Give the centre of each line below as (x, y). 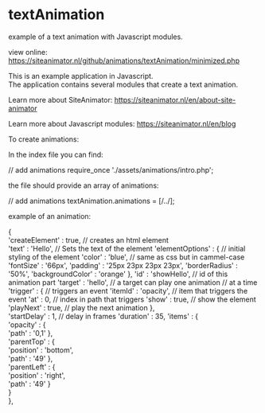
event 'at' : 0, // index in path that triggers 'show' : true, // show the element (132, 299)
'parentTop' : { (32, 341)
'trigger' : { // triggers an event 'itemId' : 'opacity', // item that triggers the (128, 290)
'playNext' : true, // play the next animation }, (82, 307)
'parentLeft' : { (32, 367)
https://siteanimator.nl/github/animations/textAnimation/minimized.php (124, 60)
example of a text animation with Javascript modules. (95, 37)
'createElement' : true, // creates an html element (89, 240)
